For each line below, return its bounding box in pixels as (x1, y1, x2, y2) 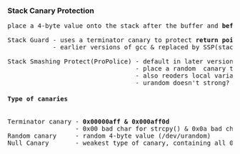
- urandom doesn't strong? (135, 79, 230, 87)
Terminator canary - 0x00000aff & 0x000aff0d (7, 117, 170, 125)
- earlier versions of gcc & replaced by (52, 43, 200, 51)
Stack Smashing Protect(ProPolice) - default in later (7, 58, 204, 66)
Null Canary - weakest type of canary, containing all (7, 138, 226, 147)
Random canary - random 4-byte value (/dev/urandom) (7, 131, 211, 140)
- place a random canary (135, 65, 226, 73)
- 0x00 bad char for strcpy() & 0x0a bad (74, 124, 223, 133)
